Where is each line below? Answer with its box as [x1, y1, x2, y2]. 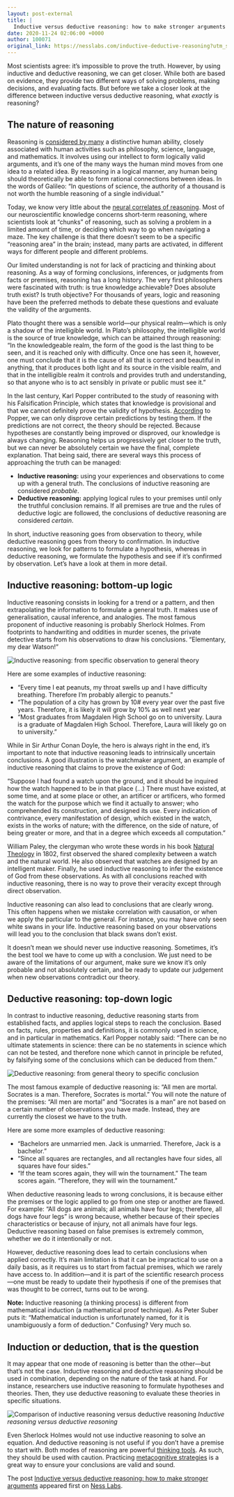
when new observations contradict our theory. [7, 973, 141, 981]
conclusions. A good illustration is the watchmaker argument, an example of [7, 756, 225, 764]
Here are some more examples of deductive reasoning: [7, 1126, 166, 1134]
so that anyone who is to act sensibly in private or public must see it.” [7, 378, 207, 386]
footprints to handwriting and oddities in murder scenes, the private [7, 628, 201, 636]
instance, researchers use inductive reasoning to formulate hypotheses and [7, 1382, 224, 1390]
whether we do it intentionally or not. [7, 1235, 113, 1243]
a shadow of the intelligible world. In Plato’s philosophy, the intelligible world [7, 326, 226, 335]
